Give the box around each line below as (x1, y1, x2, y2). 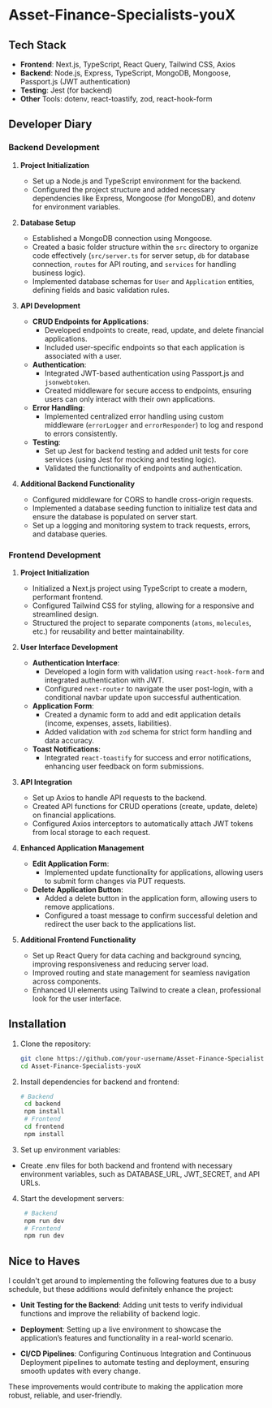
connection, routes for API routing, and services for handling (32, 259, 237, 269)
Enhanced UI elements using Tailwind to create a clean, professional (32, 984, 261, 995)
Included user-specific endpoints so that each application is (44, 342, 245, 352)
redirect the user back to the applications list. (44, 919, 196, 928)
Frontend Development (8, 549, 101, 561)
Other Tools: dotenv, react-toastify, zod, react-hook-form (19, 94, 213, 103)
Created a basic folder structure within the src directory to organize (32, 242, 259, 252)
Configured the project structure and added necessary (32, 184, 216, 194)
